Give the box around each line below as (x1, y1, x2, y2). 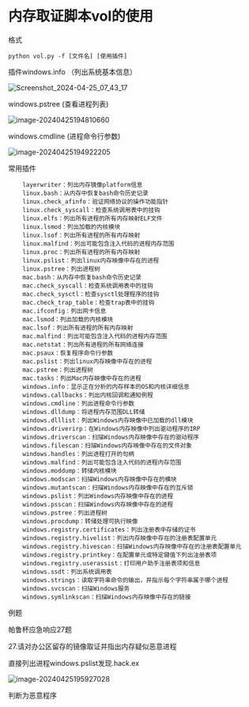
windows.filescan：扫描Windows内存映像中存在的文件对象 (22, 441, 192, 450)
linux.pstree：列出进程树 (22, 264, 100, 273)
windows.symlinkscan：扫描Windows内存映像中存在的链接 (22, 593, 191, 601)
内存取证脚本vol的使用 (8, 7, 154, 25)
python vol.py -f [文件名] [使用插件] (8, 52, 128, 60)
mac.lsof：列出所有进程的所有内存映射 (22, 324, 134, 332)
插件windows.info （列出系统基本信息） (8, 67, 137, 76)
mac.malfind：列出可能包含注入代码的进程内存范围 (22, 332, 168, 340)
